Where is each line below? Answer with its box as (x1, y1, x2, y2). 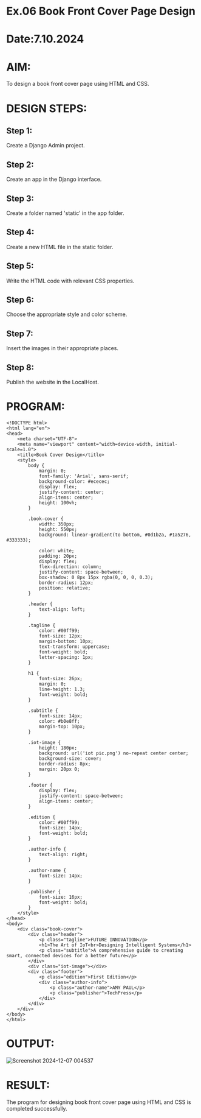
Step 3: (6, 193, 35, 203)
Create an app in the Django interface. (6, 175, 102, 183)
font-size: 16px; (38, 894, 83, 900)
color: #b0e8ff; (38, 718, 80, 724)
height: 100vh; (38, 499, 78, 506)
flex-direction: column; (38, 563, 102, 570)
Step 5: (6, 261, 35, 272)
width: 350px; (38, 521, 75, 527)
